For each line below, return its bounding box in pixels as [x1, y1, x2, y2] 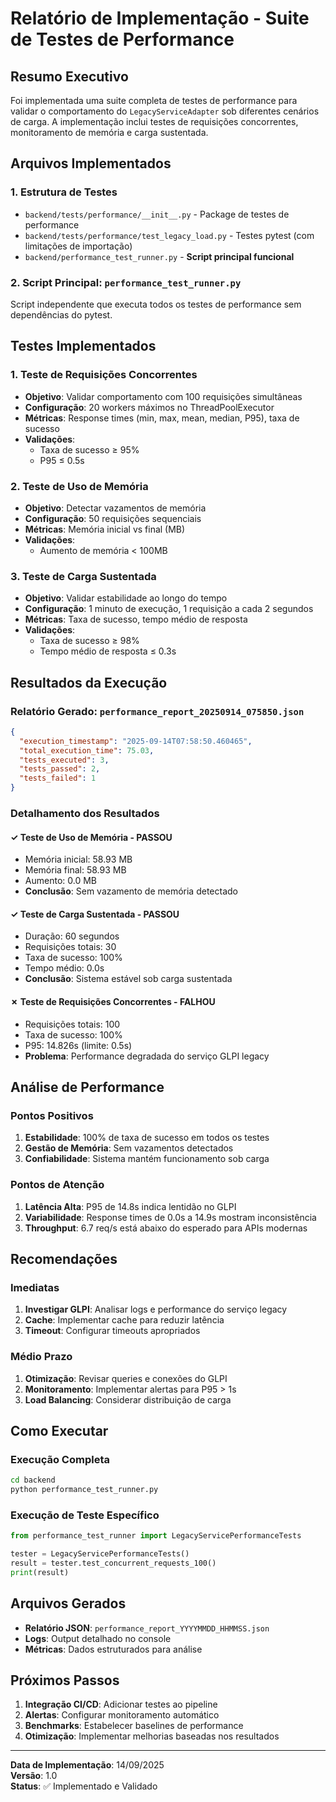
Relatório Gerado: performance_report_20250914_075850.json [10, 704, 305, 718]
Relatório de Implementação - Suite [10, 7, 310, 30]
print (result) [10, 1567, 70, 1577]
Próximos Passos [10, 1672, 120, 1689]
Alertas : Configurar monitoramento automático [24, 1709, 220, 1721]
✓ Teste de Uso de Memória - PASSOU [10, 831, 173, 843]
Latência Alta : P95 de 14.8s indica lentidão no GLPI [24, 1200, 237, 1212]
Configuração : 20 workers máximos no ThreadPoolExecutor [24, 401, 275, 413]
